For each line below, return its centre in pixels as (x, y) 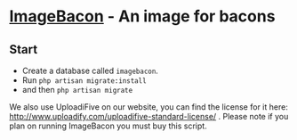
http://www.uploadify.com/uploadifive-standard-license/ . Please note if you (149, 116)
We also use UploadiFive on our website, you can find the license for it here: (149, 107)
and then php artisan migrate (77, 90)
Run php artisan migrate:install (84, 80)
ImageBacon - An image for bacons (142, 16)
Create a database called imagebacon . (90, 70)
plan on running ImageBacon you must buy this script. (108, 126)
